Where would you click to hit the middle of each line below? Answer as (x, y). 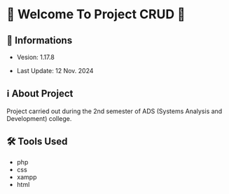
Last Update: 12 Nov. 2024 (55, 71)
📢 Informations (40, 40)
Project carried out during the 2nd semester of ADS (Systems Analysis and (114, 111)
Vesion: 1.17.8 (36, 57)
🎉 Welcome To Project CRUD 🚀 (96, 14)
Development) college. (39, 118)
